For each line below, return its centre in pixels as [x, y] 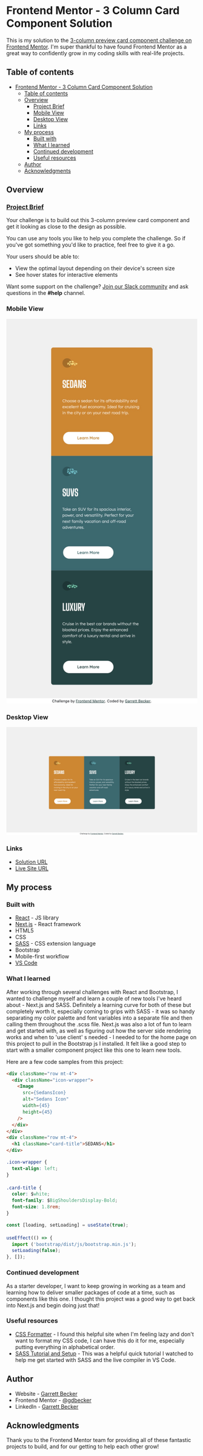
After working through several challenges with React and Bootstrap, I [92, 992]
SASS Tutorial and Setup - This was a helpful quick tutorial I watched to [104, 1353]
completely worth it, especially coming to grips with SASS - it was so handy [101, 1011]
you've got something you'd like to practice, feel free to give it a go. [91, 245]
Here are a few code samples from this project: [65, 1062]
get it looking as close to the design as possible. [66, 227]
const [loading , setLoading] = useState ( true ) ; [68, 1225]
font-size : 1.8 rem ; [36, 1207]
